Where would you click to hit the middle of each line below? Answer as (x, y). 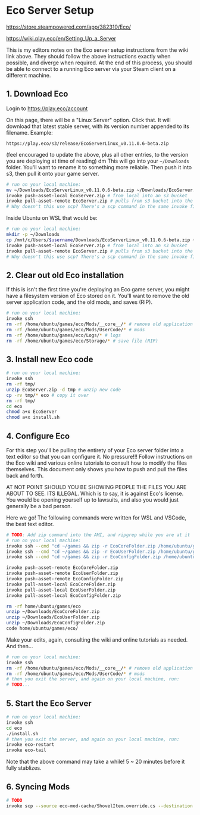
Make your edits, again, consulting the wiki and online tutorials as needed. (97, 640)
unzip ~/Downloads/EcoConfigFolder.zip (56, 623)
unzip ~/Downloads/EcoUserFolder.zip (53, 617)
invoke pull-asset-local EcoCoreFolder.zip (61, 584)
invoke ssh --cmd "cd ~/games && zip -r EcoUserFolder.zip (81, 552)
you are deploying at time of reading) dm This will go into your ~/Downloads (98, 161)
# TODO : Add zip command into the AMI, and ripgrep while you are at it (98, 535)
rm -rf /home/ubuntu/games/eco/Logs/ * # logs (63, 335)
